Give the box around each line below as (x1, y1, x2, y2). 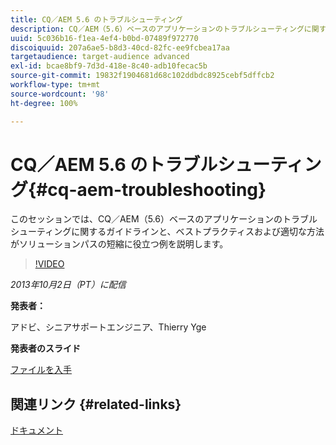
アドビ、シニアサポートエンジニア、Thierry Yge (10, 321, 207, 333)
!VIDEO (34, 258, 65, 270)
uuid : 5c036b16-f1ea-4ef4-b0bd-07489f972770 (10, 33, 199, 43)
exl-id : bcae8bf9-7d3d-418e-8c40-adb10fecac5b (10, 61, 208, 71)
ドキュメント (10, 424, 63, 436)
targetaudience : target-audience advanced (10, 52, 190, 62)
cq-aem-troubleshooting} (47, 178, 267, 201)
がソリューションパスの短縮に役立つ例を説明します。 (10, 238, 229, 250)
